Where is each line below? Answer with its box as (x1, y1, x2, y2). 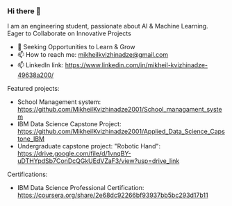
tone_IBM (17, 135, 45, 143)
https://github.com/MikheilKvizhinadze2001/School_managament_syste (17, 105, 222, 114)
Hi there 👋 (7, 6, 42, 16)
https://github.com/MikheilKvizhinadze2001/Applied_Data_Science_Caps (17, 128, 226, 136)
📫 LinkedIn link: (17, 61, 64, 69)
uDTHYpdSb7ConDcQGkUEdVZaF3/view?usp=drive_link (17, 157, 180, 165)
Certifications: (7, 170, 48, 179)
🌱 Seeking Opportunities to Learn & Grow (17, 43, 135, 51)
